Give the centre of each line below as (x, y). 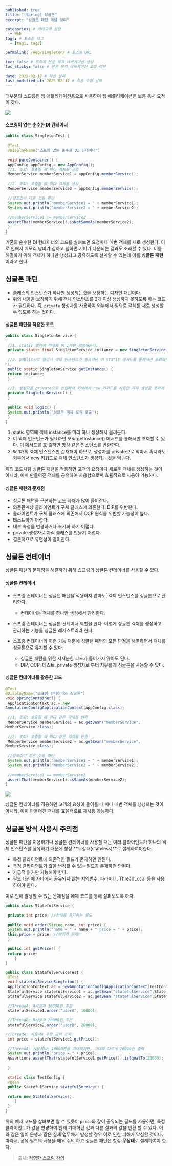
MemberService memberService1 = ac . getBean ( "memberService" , (74, 722)
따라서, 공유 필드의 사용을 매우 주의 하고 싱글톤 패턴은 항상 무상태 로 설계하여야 (83, 1140)
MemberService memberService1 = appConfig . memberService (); (73, 174)
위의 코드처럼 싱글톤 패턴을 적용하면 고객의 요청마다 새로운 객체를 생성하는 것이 (84, 469)
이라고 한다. (17, 261)
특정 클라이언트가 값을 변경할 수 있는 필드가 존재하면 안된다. (72, 866)
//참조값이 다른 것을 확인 (31, 198)
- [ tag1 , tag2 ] (26, 43)
